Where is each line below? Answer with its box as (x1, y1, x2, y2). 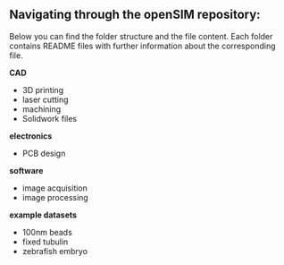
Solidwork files (21, 113, 78, 124)
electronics (9, 130, 53, 141)
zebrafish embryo (21, 245, 88, 256)
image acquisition (21, 183, 88, 193)
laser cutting (21, 94, 69, 105)
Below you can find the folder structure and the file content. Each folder (9, 30, 273, 41)
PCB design (21, 148, 66, 158)
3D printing (21, 84, 64, 95)
